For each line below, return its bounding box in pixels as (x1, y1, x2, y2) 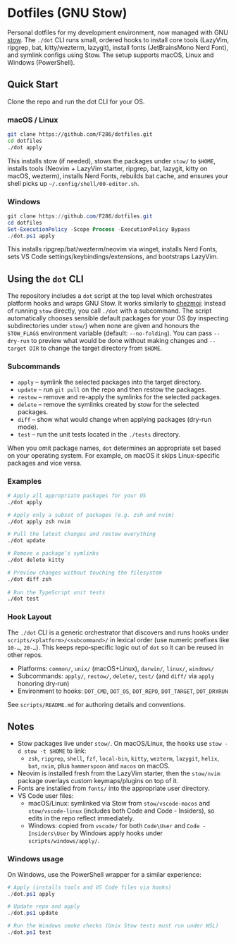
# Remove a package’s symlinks (7, 550, 99, 557)
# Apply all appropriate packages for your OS (7, 492, 147, 499)
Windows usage (7, 854, 64, 864)
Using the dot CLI (7, 273, 84, 285)
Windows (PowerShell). (7, 58, 75, 66)
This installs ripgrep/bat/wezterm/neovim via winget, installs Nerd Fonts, (7, 245, 218, 254)
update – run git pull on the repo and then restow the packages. (17, 385, 206, 394)
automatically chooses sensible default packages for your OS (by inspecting (7, 314, 229, 323)
